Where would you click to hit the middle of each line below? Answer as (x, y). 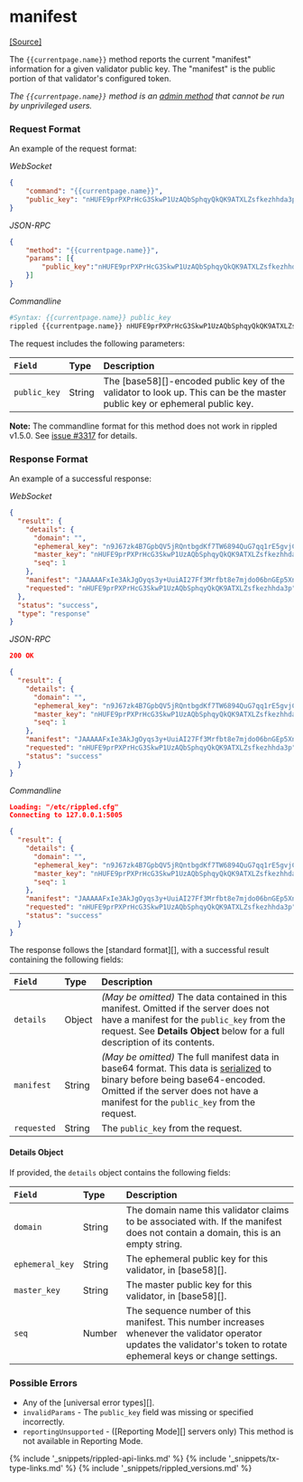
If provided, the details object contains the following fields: (120, 1172)
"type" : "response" (54, 614)
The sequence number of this (188, 1310)
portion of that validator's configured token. (90, 78)
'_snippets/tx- (254, 1458)
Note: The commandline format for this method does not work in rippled (143, 426)
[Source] (26, 42)
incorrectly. (43, 1422)
